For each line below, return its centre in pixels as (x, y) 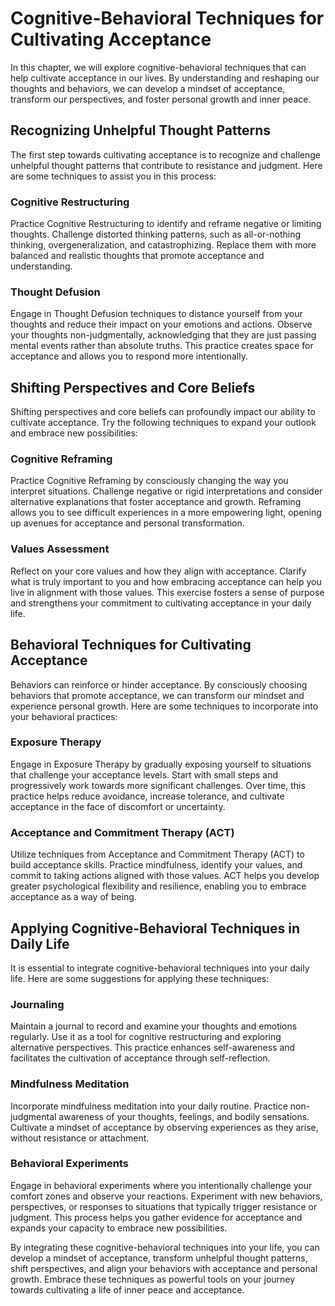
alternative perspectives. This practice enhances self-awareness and (153, 1048)
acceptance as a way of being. (73, 897)
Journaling (37, 1004)
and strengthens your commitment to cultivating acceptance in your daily (161, 603)
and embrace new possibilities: (74, 433)
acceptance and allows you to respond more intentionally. (129, 356)
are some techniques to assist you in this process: (113, 176)
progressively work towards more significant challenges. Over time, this (158, 785)
